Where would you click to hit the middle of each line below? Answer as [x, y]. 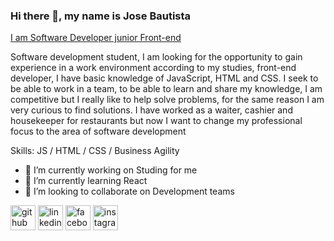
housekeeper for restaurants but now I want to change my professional [156, 121]
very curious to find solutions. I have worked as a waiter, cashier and [151, 110]
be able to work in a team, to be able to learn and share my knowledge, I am [166, 89]
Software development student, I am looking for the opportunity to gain [156, 57]
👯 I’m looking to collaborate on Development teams [129, 191]
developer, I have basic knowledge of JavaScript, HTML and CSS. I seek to [164, 78]
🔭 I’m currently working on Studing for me [111, 170]
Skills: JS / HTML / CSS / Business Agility [95, 151]
